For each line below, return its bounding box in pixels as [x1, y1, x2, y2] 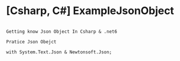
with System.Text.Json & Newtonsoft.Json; [6, 49, 112, 55]
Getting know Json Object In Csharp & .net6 [6, 28, 117, 35]
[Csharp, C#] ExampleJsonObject [6, 4, 174, 18]
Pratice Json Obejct [6, 39, 57, 45]
